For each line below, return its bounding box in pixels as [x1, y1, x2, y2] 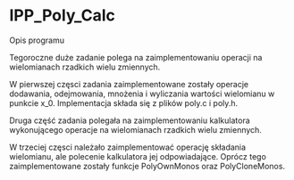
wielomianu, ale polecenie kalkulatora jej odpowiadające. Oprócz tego [9, 151, 266, 161]
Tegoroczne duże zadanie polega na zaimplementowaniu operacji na [9, 52, 263, 62]
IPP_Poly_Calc [9, 5, 116, 26]
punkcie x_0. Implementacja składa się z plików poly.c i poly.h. [9, 97, 239, 108]
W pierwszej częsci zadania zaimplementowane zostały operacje [9, 78, 249, 89]
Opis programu [9, 35, 65, 45]
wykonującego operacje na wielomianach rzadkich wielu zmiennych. [9, 124, 262, 135]
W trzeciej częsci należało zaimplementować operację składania [9, 142, 247, 152]
